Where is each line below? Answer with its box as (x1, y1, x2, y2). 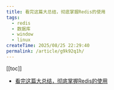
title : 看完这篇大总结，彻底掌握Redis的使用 (6, 8, 106, 15)
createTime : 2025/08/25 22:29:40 (6, 43, 90, 49)
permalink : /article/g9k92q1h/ (6, 48, 85, 54)
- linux (11, 37, 31, 43)
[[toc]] (6, 65, 22, 72)
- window (11, 31, 34, 37)
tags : (6, 14, 20, 21)
